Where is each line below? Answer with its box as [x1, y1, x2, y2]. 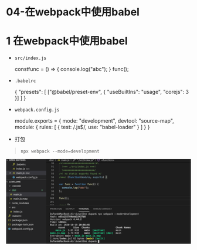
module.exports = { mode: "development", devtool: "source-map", [14, 117, 174, 124]
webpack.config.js [14, 107, 60, 113]
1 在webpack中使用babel [6, 35, 128, 48]
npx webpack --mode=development [20, 148, 100, 154]
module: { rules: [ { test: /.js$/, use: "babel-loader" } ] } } [14, 124, 150, 131]
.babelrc [14, 78, 36, 84]
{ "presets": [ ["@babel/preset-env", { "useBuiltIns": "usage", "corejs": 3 [14, 89, 189, 96]
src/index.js [14, 55, 47, 62]
